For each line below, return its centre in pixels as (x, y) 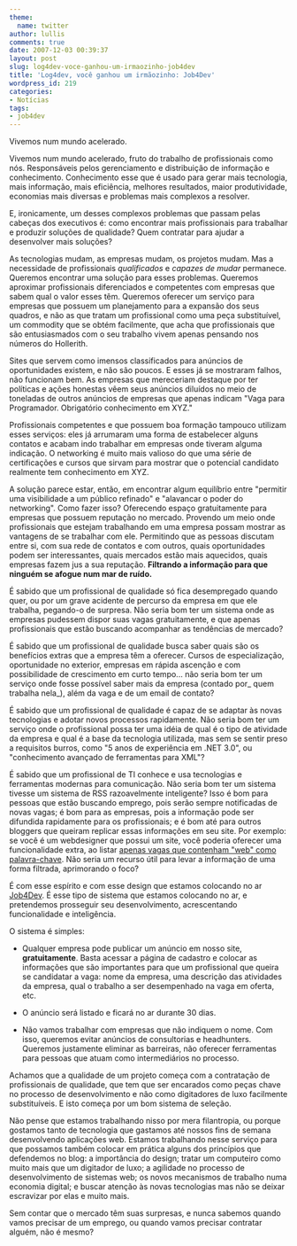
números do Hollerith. (49, 344)
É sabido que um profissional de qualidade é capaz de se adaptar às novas (146, 711)
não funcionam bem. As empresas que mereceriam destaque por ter (134, 380)
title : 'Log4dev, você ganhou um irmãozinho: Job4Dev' (112, 75)
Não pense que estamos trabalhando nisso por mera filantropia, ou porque (145, 1121)
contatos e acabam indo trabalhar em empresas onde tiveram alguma (136, 444)
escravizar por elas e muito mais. (69, 1196)
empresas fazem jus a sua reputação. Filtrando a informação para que (138, 565)
